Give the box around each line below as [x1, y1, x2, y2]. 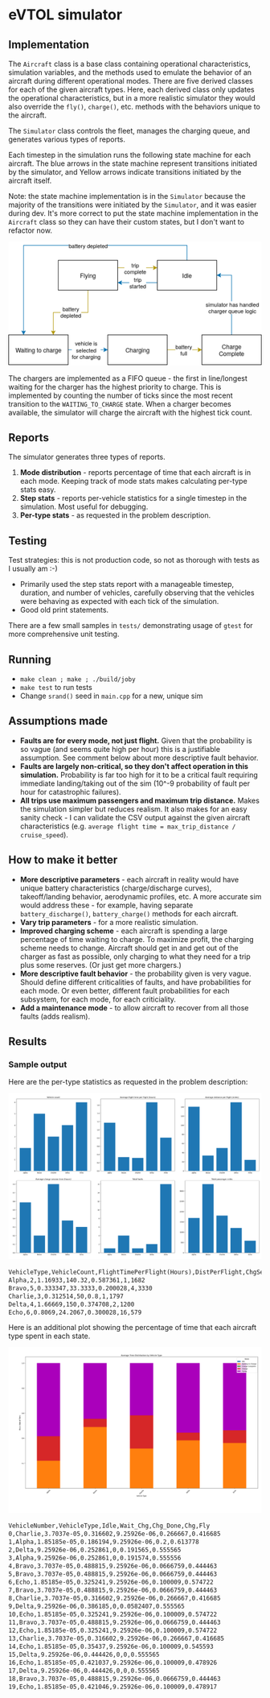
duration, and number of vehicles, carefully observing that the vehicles [19, 588, 255, 597]
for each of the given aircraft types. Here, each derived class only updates [8, 85, 255, 94]
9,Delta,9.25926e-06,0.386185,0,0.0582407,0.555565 [8, 1602, 185, 1610]
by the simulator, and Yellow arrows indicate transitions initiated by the [8, 167, 242, 176]
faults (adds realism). [19, 1011, 91, 1021]
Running [8, 652, 52, 666]
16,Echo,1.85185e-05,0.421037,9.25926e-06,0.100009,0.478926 [8, 1659, 218, 1667]
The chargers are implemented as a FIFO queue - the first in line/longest [8, 373, 247, 383]
